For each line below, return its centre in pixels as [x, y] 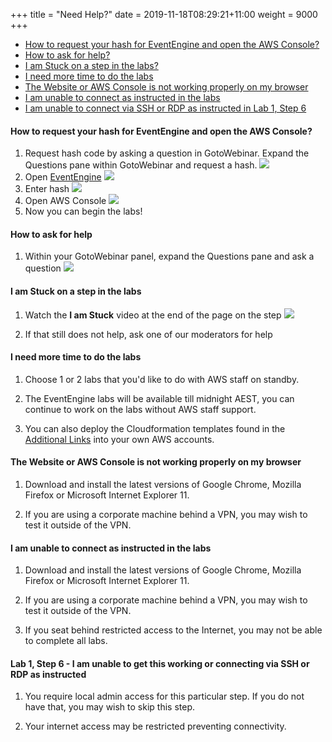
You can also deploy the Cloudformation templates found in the [155, 428]
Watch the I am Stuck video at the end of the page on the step [153, 315]
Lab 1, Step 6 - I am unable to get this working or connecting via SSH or [160, 663]
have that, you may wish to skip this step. [110, 707]
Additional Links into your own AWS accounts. [119, 439]
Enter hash [47, 189]
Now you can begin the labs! [83, 211]
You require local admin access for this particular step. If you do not [164, 696]
